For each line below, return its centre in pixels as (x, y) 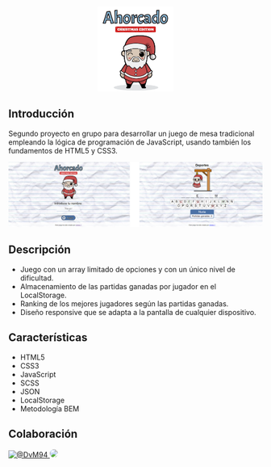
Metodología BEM (50, 408)
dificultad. (37, 278)
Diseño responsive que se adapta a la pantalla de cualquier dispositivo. (138, 312)
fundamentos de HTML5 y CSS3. (63, 150)
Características (48, 338)
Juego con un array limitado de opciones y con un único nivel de (127, 269)
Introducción (42, 114)
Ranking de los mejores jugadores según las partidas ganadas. (124, 303)
